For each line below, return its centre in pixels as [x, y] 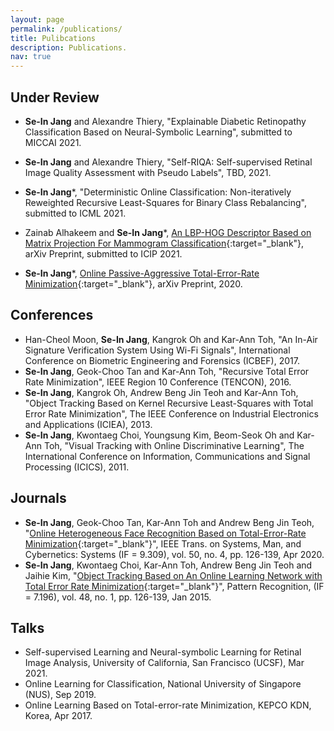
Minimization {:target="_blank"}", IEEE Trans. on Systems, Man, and [163, 543]
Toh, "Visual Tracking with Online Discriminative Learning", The [174, 445]
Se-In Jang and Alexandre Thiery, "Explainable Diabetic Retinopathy [165, 121]
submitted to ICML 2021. [75, 213]
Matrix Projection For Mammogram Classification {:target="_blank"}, [164, 243]
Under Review [55, 97]
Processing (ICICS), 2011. [77, 467]
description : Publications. [69, 47]
